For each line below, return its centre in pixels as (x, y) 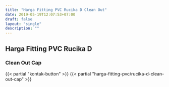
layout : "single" (23, 24)
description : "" (22, 28)
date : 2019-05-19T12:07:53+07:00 (40, 14)
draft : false (19, 19)
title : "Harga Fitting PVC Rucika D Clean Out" (56, 10)
